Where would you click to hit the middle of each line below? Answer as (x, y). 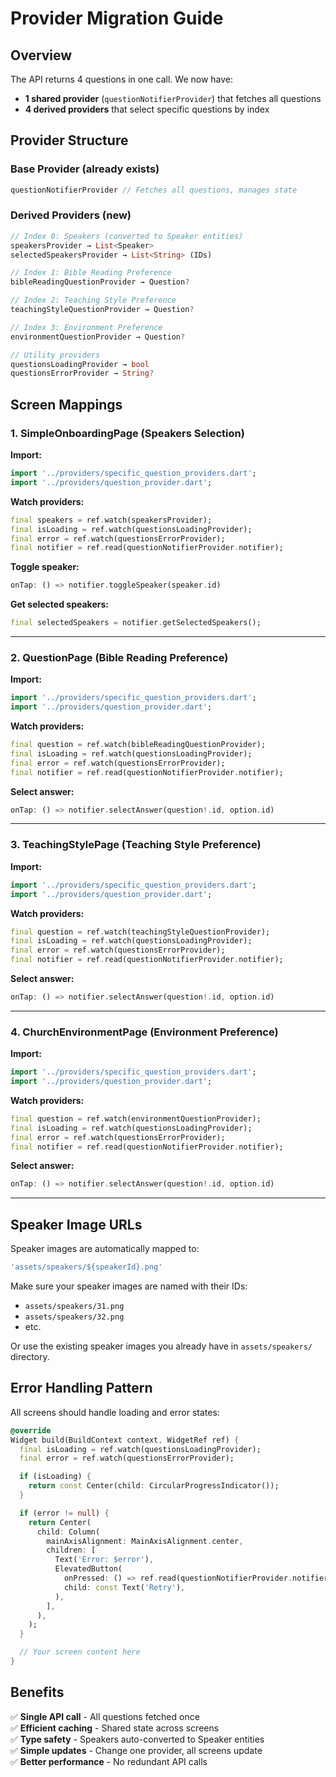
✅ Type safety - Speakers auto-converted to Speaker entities (137, 1739)
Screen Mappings (66, 404)
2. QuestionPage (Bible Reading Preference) (119, 657)
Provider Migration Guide (117, 18)
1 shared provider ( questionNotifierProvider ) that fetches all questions (173, 98)
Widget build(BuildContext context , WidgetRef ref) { (125, 1440)
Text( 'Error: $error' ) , (104, 1560)
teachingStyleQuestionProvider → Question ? (102, 310)
